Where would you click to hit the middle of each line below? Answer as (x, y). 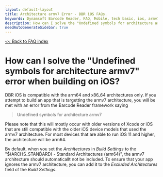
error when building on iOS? (62, 82)
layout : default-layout (29, 9)
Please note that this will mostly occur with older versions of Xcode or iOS (79, 124)
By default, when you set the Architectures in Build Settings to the (71, 149)
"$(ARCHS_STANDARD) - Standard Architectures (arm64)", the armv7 (75, 154)
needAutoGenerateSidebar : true (37, 28)
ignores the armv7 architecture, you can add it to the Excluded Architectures (81, 164)
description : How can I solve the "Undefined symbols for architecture (79, 23)
